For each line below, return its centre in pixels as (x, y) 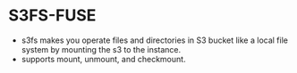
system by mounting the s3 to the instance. (101, 49)
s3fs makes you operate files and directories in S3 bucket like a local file (154, 40)
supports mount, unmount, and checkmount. (103, 59)
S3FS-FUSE (52, 16)
